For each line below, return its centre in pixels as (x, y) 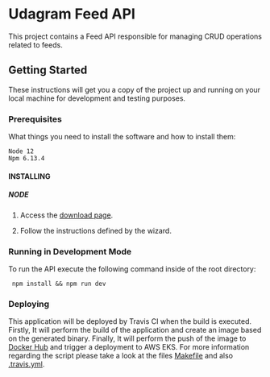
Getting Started (48, 70)
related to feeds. (35, 44)
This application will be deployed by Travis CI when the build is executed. (130, 321)
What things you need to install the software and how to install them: (122, 137)
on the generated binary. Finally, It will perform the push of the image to (127, 338)
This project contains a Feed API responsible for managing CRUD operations (135, 36)
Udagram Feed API (72, 14)
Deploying (29, 304)
